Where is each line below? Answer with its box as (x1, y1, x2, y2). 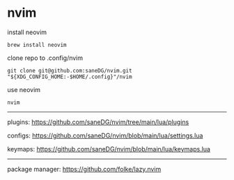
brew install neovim (7, 41, 68, 48)
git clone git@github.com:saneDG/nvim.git (7, 67, 132, 74)
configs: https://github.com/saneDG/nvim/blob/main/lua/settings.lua (7, 131, 203, 140)
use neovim (7, 85, 40, 93)
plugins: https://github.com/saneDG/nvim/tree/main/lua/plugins (7, 117, 189, 126)
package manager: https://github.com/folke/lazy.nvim (7, 165, 162, 173)
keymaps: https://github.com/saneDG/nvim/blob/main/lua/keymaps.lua (7, 144, 211, 153)
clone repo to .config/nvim (7, 54, 84, 62)
